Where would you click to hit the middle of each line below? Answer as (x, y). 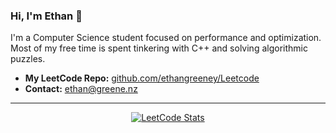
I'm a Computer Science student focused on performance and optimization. (166, 38)
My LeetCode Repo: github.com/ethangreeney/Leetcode (142, 78)
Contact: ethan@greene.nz (81, 89)
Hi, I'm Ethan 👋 (46, 16)
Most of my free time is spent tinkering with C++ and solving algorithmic (159, 48)
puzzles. (28, 59)
